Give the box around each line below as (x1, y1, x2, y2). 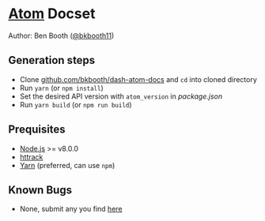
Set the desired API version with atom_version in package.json (19, 92, 223, 101)
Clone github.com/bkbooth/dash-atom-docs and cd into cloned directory (19, 74, 257, 84)
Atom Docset (8, 5, 96, 23)
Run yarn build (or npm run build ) (19, 99, 132, 109)
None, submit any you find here (19, 204, 123, 214)
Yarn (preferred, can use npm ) (19, 160, 115, 170)
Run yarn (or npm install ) (19, 83, 104, 92)
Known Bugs (8, 183, 73, 197)
